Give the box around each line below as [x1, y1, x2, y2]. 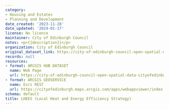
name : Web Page [10, 68, 42, 73]
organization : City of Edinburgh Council [5, 45, 94, 50]
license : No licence [5, 31, 49, 36]
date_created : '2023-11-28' [5, 21, 64, 27]
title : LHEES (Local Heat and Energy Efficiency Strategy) [5, 96, 132, 101]
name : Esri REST [10, 82, 44, 87]
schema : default [5, 91, 39, 96]
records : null [5, 54, 35, 59]
